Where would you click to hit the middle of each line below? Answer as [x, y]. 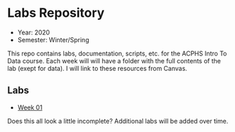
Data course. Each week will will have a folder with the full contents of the [114, 60]
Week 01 [30, 107]
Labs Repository [56, 13]
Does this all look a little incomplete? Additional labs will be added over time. [118, 121]
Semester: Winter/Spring [53, 39]
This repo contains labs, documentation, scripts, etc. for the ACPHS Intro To [117, 53]
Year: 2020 [34, 32]
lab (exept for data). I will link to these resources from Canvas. [97, 68]
